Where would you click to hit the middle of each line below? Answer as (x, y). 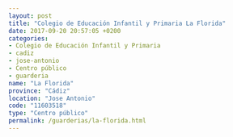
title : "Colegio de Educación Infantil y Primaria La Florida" (117, 23)
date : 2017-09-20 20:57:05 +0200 (65, 31)
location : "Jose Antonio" (52, 98)
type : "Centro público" (49, 114)
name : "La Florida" (41, 83)
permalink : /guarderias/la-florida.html (78, 121)
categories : (28, 38)
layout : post (30, 16)
